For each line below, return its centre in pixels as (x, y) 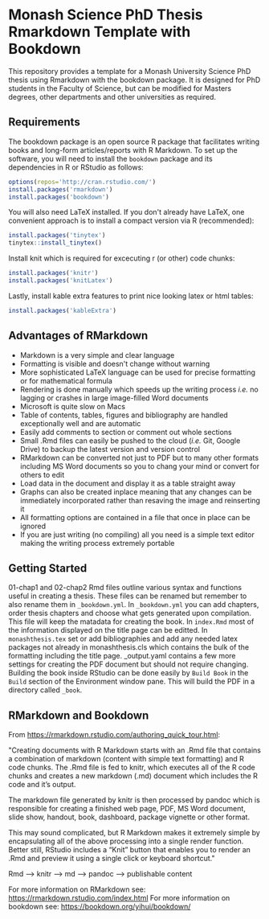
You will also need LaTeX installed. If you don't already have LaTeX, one (126, 212)
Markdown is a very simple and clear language (97, 355)
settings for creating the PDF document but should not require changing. (128, 664)
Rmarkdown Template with (100, 32)
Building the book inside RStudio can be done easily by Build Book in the (128, 673)
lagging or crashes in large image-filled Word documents (114, 398)
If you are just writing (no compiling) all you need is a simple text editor (137, 534)
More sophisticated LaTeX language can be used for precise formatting (137, 372)
